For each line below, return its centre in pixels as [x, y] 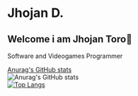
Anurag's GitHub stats [40, 70]
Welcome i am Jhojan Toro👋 [70, 39]
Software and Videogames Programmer [65, 56]
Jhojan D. [36, 13]
